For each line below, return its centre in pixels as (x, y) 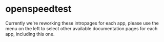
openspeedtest (38, 9)
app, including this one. (30, 34)
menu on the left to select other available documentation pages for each (81, 28)
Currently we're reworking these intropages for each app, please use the (82, 23)
